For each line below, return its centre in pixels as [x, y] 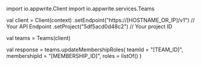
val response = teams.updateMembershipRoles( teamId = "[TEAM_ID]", [95, 49]
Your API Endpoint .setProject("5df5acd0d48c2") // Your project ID [89, 27]
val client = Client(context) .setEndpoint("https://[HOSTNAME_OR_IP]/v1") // [101, 20]
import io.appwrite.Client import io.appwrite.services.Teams [81, 9]
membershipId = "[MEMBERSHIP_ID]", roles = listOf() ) [74, 56]
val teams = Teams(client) [38, 38]
